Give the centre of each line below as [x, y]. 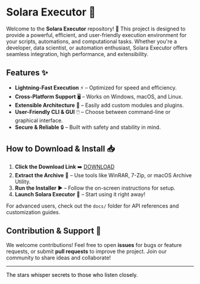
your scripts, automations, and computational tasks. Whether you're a [92, 41]
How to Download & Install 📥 [60, 149]
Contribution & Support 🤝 [54, 231]
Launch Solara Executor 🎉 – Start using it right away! [80, 194]
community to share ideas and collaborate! [59, 258]
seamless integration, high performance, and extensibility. [77, 54]
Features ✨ [27, 73]
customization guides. [33, 212]
